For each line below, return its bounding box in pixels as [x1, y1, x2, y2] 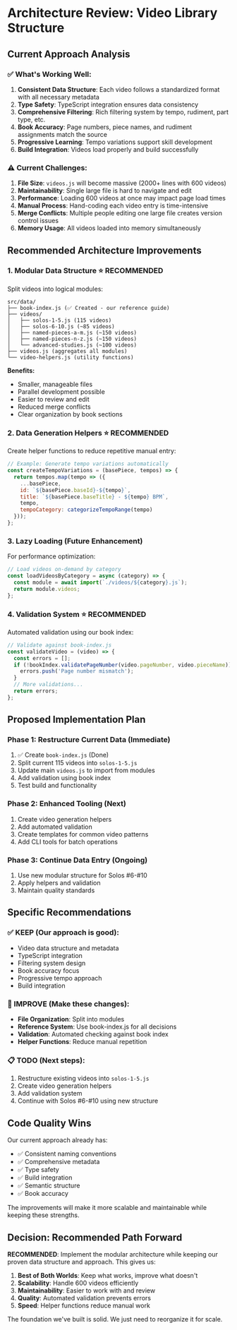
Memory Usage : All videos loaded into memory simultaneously [17, 224, 201, 232]
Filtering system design [17, 959, 86, 967]
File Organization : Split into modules [17, 1015, 125, 1024]
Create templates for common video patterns [17, 829, 149, 838]
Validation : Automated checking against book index [17, 1030, 169, 1038]
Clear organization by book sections [17, 409, 123, 418]
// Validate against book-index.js [7, 641, 112, 649]
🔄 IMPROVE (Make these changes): [7, 999, 130, 1009]
